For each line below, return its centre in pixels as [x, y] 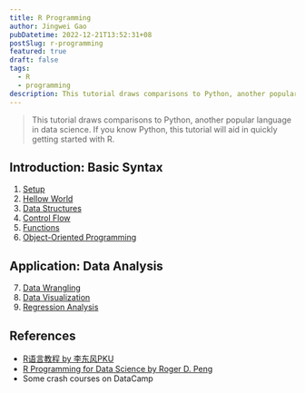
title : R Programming [50, 18]
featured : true [38, 52]
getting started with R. [73, 139]
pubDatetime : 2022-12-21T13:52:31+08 [81, 34]
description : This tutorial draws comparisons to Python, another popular [154, 93]
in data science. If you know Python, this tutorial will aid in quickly [155, 129]
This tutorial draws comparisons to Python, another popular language [162, 120]
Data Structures [52, 209]
